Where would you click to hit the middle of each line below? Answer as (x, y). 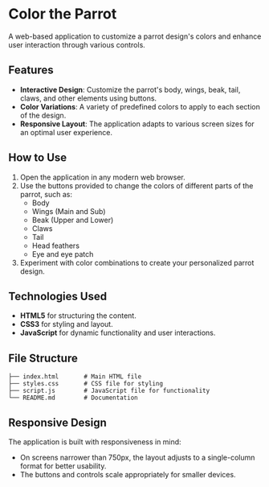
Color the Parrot (63, 14)
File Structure (43, 358)
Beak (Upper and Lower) (73, 220)
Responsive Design (57, 422)
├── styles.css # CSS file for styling (86, 384)
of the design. (43, 115)
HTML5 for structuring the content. (78, 316)
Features (31, 70)
